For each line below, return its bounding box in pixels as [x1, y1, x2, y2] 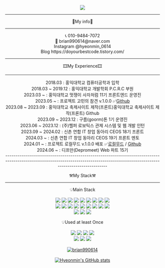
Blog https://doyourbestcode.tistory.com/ [41, 49, 124, 54]
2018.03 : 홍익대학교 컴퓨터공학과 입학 [46, 80, 119, 85]
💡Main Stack [69, 187, 96, 192]
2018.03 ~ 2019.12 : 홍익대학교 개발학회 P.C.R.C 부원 [31, 86, 134, 91]
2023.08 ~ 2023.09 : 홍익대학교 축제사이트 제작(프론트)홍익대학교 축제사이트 [5, 104, 155, 110]
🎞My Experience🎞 [63, 63, 102, 69]
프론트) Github [71, 110, 100, 116]
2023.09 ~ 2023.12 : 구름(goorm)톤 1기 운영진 [37, 116, 128, 122]
